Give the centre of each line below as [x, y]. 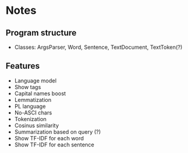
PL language [30, 106]
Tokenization [30, 119]
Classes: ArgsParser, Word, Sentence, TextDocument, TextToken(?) [98, 47]
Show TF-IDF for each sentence [54, 145]
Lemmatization [33, 99]
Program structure [41, 33]
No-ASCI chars [33, 113]
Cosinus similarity [37, 125]
